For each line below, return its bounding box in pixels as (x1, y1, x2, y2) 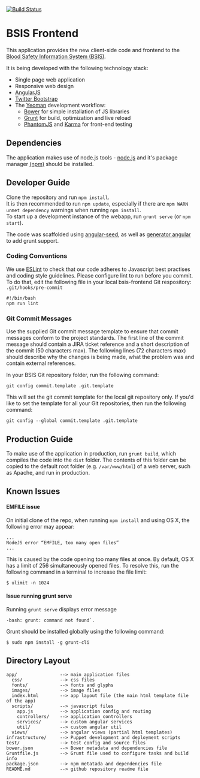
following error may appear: (6, 523, 75, 530)
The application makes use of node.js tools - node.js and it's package (6, 153, 178, 161)
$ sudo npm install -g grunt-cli (6, 639, 90, 646)
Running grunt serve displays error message (6, 605, 117, 613)
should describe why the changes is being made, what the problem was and (6, 354, 195, 361)
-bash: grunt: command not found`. (6, 617, 95, 623)
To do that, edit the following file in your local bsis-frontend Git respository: (6, 278, 192, 285)
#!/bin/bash (6, 295, 36, 301)
